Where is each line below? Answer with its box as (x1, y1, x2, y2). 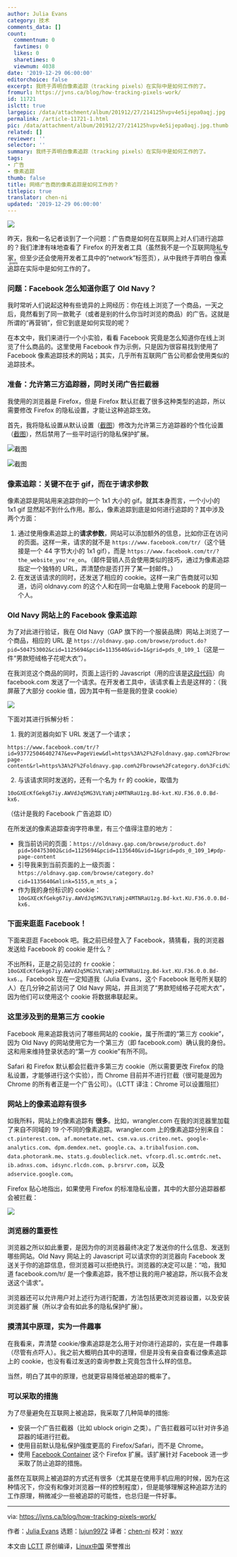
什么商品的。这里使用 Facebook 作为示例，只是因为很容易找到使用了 (19, 342, 219, 351)
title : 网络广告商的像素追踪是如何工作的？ (7, 181, 119, 188)
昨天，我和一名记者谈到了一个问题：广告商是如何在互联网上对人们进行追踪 (7, 234, 224, 242)
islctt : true (7, 102, 46, 109)
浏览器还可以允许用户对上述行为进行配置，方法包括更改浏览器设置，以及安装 (7, 1294, 230, 1302)
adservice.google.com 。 (7, 1169, 78, 1178)
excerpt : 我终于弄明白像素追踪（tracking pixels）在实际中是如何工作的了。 (7, 83, 209, 90)
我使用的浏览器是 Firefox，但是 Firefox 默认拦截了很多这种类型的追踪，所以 (7, 397, 226, 405)
